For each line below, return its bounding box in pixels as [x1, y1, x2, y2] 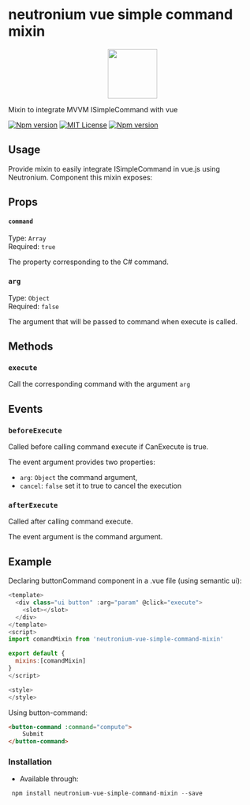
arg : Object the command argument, [19, 473, 138, 482]
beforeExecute [8, 425, 62, 435]
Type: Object [8, 293, 50, 302]
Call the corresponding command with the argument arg [8, 380, 191, 389]
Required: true [8, 242, 56, 251]
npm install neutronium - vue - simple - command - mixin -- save [11, 789, 203, 798]
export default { [8, 650, 65, 658]
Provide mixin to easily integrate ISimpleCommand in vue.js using [8, 164, 221, 173]
